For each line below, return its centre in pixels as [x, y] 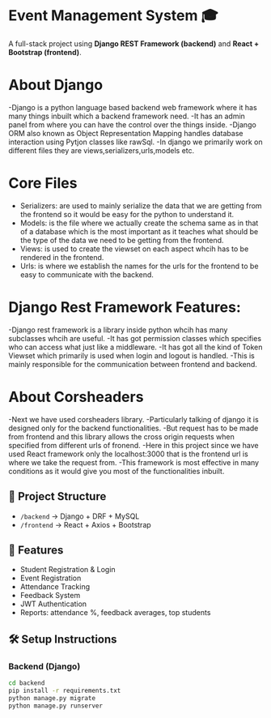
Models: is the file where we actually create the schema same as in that [139, 223]
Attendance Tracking [55, 587]
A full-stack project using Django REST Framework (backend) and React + [134, 43]
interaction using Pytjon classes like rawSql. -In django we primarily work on [135, 142]
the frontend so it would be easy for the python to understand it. [127, 214]
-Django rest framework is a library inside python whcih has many [118, 330]
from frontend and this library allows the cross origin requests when [121, 436]
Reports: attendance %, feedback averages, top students [115, 613]
